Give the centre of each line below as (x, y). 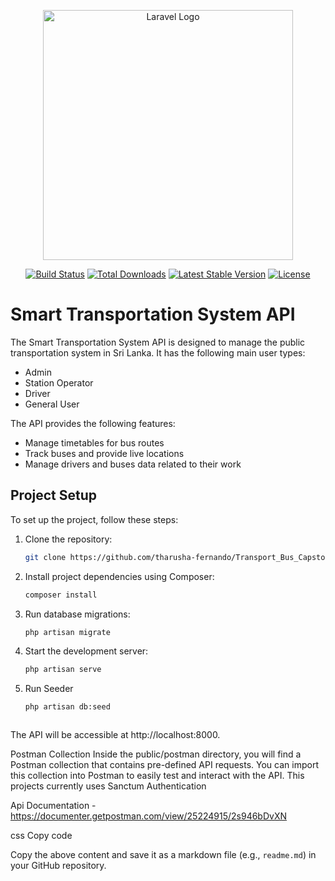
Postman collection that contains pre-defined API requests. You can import (164, 765)
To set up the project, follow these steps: (94, 519)
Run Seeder (49, 689)
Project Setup (54, 495)
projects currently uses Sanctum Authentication (108, 786)
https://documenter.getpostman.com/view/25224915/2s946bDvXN (149, 816)
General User (52, 404)
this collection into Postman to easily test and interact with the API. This (157, 776)
